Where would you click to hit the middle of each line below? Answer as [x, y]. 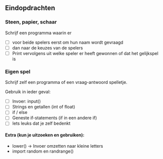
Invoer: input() [26, 101]
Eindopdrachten [30, 8]
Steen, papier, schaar [31, 22]
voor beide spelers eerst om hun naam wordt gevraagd [68, 42]
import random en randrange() [43, 151]
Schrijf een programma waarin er [38, 33]
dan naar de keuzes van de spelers [47, 48]
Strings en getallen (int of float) [44, 107]
